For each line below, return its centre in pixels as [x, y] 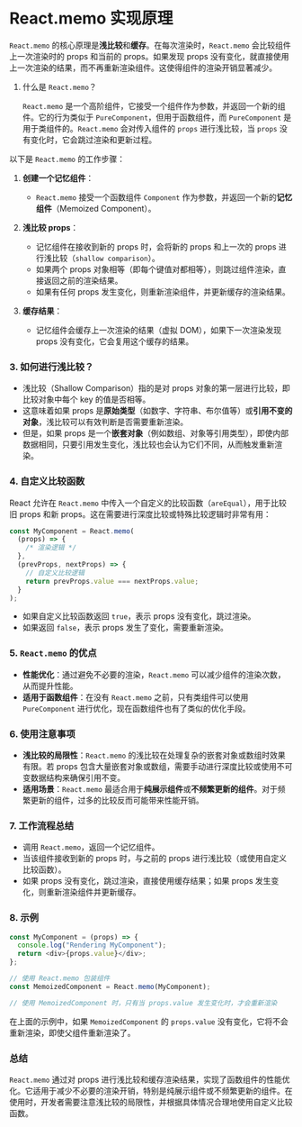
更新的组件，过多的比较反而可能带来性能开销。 [117, 800]
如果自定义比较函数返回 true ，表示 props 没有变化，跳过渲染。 [139, 616]
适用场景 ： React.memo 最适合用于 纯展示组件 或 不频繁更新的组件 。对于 [150, 789]
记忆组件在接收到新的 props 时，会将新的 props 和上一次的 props [156, 246]
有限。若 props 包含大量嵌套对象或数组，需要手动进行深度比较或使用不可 [157, 766]
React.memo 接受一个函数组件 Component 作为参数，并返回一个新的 [156, 197]
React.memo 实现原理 [91, 18]
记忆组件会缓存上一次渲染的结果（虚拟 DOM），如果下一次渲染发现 [158, 330]
